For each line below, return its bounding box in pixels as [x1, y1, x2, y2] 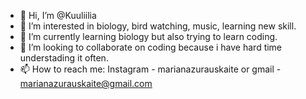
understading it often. [19, 52, 109, 64]
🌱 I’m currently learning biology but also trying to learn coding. [19, 31, 278, 42]
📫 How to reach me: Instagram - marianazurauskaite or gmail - [19, 63, 282, 75]
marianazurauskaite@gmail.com [19, 78, 153, 89]
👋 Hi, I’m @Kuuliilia [19, 10, 97, 21]
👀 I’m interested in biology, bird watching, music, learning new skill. [19, 20, 297, 32]
